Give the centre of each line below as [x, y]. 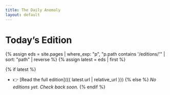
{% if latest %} [21, 69]
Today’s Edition [39, 40]
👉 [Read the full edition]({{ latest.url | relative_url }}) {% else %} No [84, 80]
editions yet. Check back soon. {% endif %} [59, 87]
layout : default [23, 15]
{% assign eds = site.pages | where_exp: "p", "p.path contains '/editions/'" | [85, 54]
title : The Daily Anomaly [33, 10]
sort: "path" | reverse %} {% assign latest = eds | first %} [66, 60]
